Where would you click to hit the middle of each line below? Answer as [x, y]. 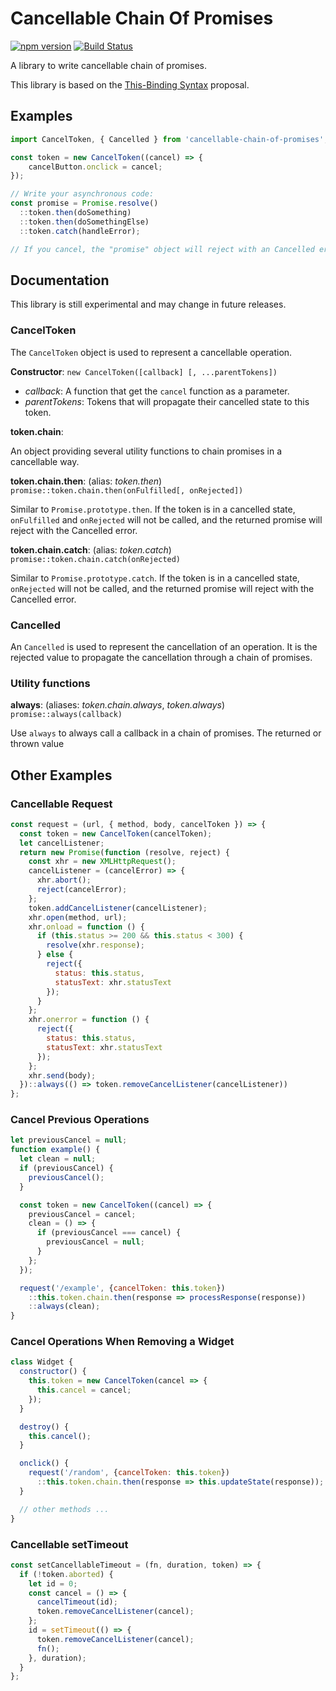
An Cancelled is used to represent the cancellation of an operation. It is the [164, 646]
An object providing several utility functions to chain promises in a [146, 451]
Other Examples [61, 775]
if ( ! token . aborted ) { [66, 1574]
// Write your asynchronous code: [82, 194]
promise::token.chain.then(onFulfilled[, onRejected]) [127, 490]
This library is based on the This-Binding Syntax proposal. [130, 84]
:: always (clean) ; [64, 1307]
